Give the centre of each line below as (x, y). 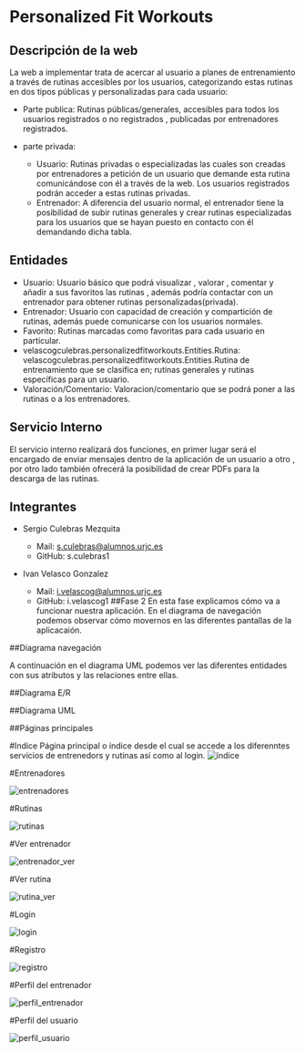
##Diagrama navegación (56, 648)
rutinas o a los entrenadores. (76, 398)
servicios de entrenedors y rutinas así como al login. (107, 756)
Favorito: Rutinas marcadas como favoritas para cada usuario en (144, 331)
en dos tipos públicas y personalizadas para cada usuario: (119, 92)
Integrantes (43, 507)
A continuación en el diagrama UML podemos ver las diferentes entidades (148, 665)
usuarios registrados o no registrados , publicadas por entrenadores (151, 119)
